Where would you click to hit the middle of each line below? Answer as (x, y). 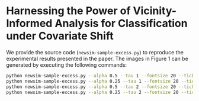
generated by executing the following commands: (67, 65)
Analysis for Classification (121, 23)
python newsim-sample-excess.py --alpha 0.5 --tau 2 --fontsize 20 (91, 87)
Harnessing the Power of (68, 11)
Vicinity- (155, 11)
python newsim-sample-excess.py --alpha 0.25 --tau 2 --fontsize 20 (92, 92)
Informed (29, 23)
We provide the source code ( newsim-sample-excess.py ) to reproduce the (95, 52)
